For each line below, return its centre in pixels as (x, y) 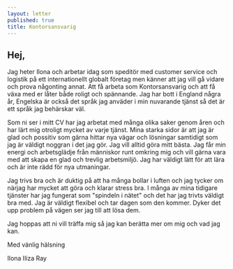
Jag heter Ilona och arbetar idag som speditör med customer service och (112, 72)
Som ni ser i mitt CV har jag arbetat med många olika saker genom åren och (116, 122)
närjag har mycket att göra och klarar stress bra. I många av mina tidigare (113, 188)
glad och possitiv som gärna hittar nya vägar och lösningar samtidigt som (113, 138)
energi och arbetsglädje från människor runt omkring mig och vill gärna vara (116, 152)
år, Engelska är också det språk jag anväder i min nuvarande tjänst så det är (116, 101)
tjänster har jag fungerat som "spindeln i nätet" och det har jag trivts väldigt (116, 196)
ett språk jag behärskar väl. (46, 109)
